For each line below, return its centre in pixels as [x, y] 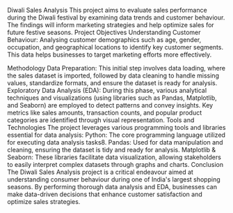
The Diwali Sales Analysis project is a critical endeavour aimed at [100, 172]
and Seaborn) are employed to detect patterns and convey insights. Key [110, 105]
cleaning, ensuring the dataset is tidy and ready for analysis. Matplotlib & [112, 150]
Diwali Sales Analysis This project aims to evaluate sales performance [107, 10]
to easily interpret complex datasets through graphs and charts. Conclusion [115, 164]
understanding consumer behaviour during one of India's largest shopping [114, 179]
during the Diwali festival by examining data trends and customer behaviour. [116, 17]
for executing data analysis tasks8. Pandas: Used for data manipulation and [115, 142]
